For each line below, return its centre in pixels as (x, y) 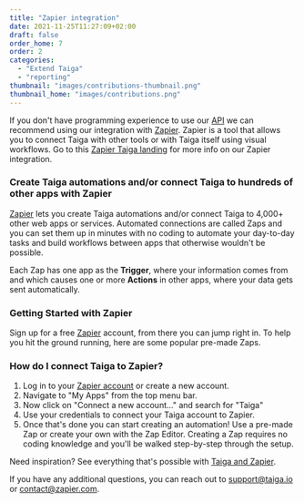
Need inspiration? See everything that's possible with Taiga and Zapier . (142, 462)
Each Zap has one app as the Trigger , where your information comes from (149, 270)
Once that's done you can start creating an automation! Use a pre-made (157, 425)
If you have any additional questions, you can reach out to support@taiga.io (151, 479)
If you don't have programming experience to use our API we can (132, 120)
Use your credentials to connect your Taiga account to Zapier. (138, 415)
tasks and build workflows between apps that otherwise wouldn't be (137, 242)
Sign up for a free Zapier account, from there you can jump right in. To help (150, 333)
